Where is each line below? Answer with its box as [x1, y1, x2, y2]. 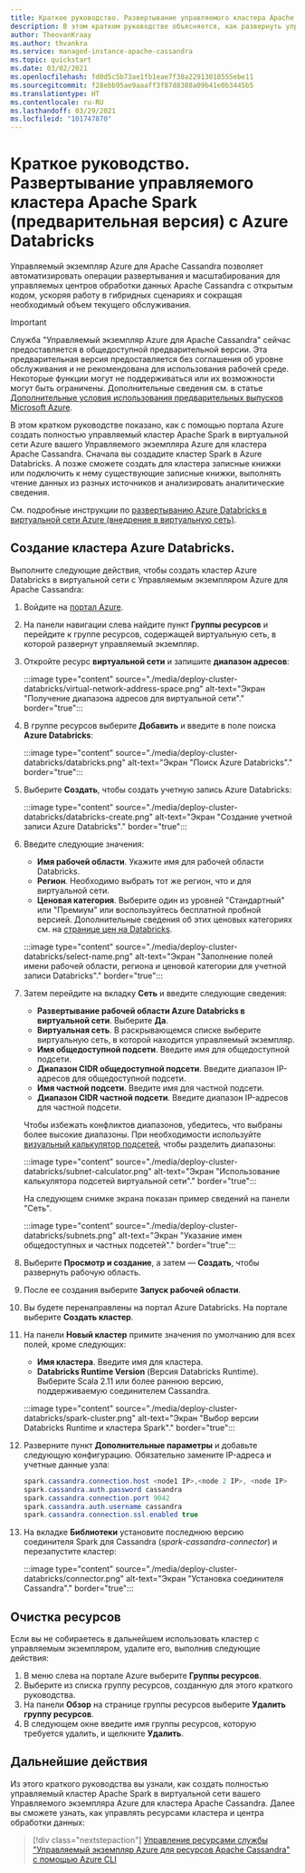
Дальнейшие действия [10, 1754, 148, 1770]
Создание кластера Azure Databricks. [10, 541, 235, 556]
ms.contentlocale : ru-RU [10, 97, 104, 107]
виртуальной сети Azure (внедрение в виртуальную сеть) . [10, 515, 237, 525]
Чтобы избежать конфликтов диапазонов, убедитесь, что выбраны [23, 1119, 283, 1130]
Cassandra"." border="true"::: [23, 1583, 134, 1594]
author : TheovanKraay [10, 30, 92, 39]
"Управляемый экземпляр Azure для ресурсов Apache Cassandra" [32, 1844, 291, 1855]
